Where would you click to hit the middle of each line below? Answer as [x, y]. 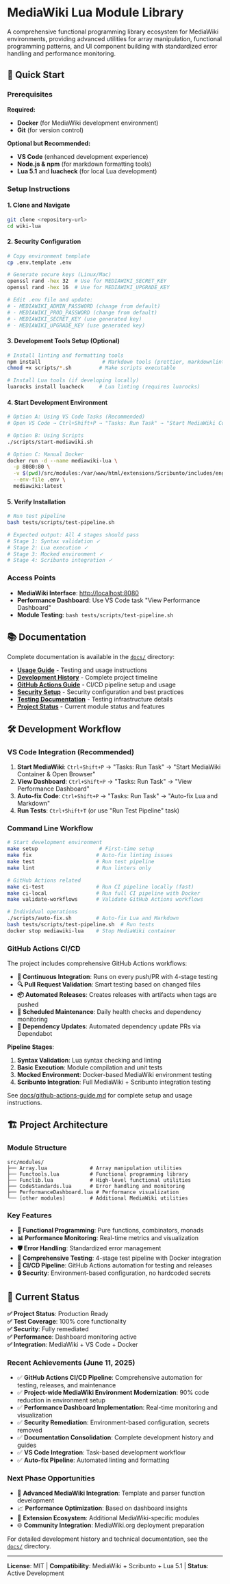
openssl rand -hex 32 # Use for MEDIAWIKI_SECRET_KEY [87, 281]
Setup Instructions [39, 188]
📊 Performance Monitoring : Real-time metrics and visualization [108, 1238]
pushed [28, 1004]
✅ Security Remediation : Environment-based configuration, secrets [113, 1422]
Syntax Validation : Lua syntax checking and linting [89, 1061]
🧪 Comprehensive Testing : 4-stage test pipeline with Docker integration [119, 1258]
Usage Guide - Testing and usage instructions [82, 670]
